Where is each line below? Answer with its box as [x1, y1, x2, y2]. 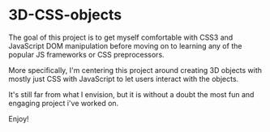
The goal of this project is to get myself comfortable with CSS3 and [8, 32, 234, 42]
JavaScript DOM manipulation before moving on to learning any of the [8, 40, 242, 50]
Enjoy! [8, 113, 30, 123]
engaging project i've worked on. [8, 98, 119, 108]
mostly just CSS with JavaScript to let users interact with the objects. [8, 74, 239, 83]
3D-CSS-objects [8, 6, 122, 24]
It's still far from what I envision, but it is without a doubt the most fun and [8, 89, 255, 99]
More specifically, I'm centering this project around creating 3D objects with [8, 65, 262, 75]
